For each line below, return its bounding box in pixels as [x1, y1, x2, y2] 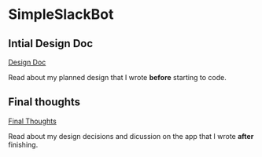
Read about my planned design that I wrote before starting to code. [8, 73, 227, 82]
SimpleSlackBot [8, 5, 114, 24]
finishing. [8, 140, 39, 149]
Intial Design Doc [8, 37, 94, 50]
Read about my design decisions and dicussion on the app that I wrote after [8, 131, 254, 141]
